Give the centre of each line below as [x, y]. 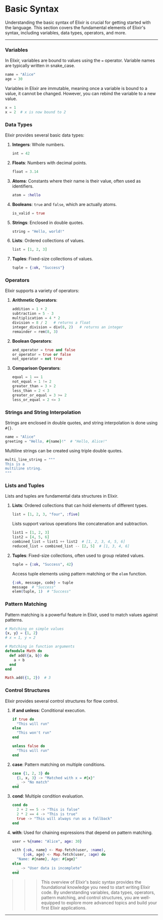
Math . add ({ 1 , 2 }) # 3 [28, 678]
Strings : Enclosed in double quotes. [48, 223]
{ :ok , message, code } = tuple [43, 582]
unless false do [28, 746]
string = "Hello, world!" [38, 231]
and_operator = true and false [44, 350]
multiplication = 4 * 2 [36, 318]
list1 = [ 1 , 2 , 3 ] [31, 533]
